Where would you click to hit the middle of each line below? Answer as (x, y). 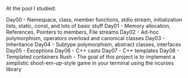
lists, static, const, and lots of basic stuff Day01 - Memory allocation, (88, 26)
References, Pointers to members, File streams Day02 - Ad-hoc (83, 32)
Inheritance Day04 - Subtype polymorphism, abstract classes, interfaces (94, 44)
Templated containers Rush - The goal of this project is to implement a (91, 57)
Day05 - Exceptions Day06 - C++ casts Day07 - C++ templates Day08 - (93, 51)
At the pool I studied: (31, 8)
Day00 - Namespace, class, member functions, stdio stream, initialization (94, 19)
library (14, 69)
